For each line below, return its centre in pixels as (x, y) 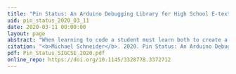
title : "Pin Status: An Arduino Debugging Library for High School (108, 14)
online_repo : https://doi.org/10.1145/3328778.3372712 (89, 60)
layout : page (26, 33)
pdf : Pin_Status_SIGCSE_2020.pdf (56, 54)
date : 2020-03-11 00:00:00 (47, 27)
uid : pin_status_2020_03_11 (48, 20)
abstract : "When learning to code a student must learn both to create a (118, 40)
